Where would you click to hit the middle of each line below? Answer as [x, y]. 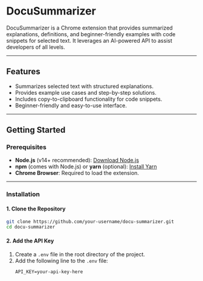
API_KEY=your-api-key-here [49, 272]
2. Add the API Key [30, 241]
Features [23, 71]
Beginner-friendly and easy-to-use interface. [71, 105]
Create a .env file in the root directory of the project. [80, 254]
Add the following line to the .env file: [61, 260]
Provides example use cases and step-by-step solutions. [86, 92]
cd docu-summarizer [31, 227]
